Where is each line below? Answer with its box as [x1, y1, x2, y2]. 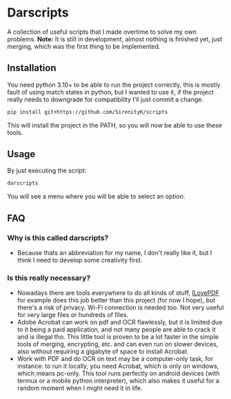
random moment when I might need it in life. [17, 384, 143, 392]
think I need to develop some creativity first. [17, 256, 143, 264]
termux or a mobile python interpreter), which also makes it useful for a [17, 377, 219, 385]
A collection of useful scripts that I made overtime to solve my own [7, 28, 197, 36]
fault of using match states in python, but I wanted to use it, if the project [7, 88, 214, 96]
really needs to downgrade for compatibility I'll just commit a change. [7, 95, 203, 103]
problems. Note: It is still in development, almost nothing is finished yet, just [7, 34, 223, 43]
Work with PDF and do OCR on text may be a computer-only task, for [17, 355, 214, 363]
